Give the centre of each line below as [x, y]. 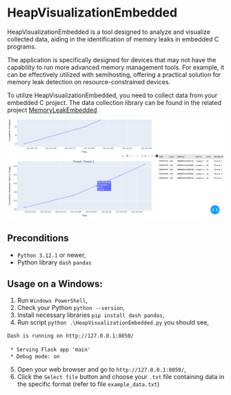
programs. [22, 46]
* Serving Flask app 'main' [50, 350]
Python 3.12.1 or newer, [51, 255]
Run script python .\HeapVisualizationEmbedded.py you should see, [113, 322]
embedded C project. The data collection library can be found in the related [114, 102]
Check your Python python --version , [71, 308]
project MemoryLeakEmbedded [52, 110]
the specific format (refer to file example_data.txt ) [88, 384]
